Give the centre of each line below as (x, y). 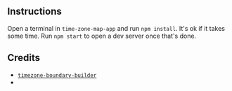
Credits (24, 58)
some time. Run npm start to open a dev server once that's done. (102, 36)
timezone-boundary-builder (57, 75)
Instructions (34, 12)
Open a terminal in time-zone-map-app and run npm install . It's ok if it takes (116, 28)
